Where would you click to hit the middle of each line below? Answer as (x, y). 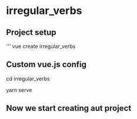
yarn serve (19, 90)
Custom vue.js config (46, 64)
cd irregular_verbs (28, 78)
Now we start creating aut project (69, 108)
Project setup (31, 32)
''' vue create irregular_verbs (41, 46)
